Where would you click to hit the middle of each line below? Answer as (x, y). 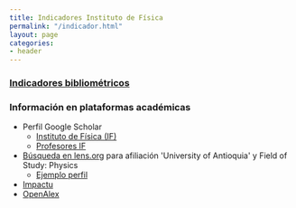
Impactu (38, 184)
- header (26, 52)
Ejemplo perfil (62, 175)
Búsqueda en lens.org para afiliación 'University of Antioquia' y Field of (155, 156)
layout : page (34, 34)
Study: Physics (50, 165)
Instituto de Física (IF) (76, 137)
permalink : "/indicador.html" (66, 26)
